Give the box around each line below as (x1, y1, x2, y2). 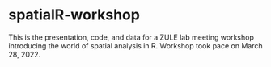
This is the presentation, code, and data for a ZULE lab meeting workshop (8, 32, 255, 42)
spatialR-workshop (8, 6, 140, 24)
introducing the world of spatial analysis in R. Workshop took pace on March (8, 40, 263, 50)
